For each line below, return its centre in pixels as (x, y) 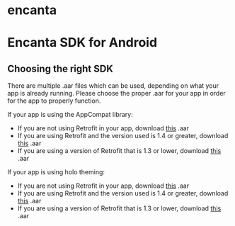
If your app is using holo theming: (56, 172)
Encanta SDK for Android (82, 43)
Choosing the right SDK (60, 68)
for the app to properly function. (54, 101)
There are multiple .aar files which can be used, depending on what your (113, 86)
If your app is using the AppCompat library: (70, 115)
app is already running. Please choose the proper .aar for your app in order (117, 94)
